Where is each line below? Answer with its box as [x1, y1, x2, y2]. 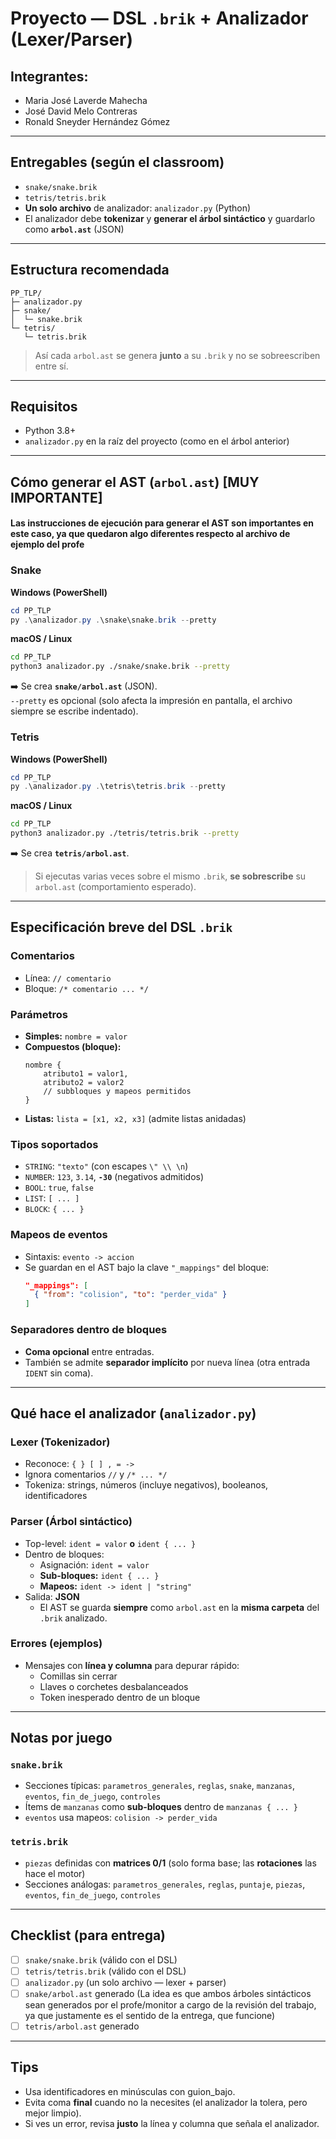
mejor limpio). [24, 2107, 82, 2119]
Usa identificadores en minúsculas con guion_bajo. [24, 2085, 236, 2097]
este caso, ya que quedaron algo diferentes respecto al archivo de [10, 528, 291, 540]
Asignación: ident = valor [39, 1558, 150, 1571]
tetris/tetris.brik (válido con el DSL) [24, 1965, 187, 1977]
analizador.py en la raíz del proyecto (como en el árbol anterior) [24, 435, 290, 447]
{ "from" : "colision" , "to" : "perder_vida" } [34, 1290, 228, 1300]
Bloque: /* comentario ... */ [24, 982, 149, 994]
